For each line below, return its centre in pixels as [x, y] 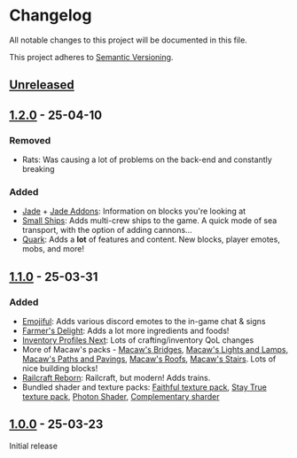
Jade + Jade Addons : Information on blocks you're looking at [134, 211]
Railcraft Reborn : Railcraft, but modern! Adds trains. [116, 378]
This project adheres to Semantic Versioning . [91, 57]
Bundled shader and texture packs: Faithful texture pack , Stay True [145, 387]
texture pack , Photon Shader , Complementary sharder [121, 396]
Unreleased [42, 85]
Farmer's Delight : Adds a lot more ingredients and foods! [125, 330]
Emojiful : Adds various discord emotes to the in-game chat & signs [144, 321]
